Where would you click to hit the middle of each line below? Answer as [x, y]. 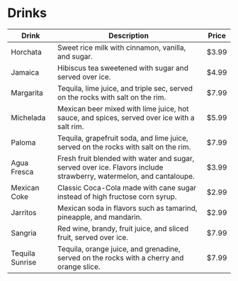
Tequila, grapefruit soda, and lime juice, [123, 138]
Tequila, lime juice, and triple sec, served [125, 88]
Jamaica [25, 72]
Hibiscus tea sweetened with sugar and [123, 67]
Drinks [27, 13]
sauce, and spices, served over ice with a [126, 117]
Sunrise [24, 262]
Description [129, 35]
